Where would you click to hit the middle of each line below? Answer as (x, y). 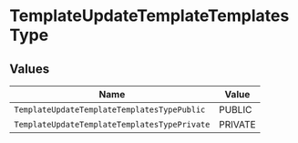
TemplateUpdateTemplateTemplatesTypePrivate (112, 124)
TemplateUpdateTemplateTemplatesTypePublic (110, 110)
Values (30, 69)
